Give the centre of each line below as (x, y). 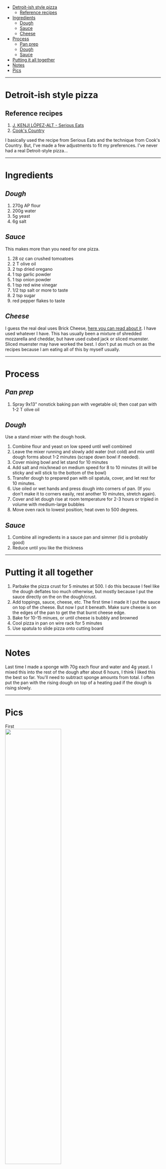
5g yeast (21, 216)
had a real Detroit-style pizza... (37, 151)
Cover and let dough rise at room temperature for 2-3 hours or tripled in (85, 499)
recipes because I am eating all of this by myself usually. (62, 349)
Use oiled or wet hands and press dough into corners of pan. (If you (81, 489)
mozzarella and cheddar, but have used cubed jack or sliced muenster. (77, 339)
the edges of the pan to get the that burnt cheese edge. (69, 613)
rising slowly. (19, 688)
